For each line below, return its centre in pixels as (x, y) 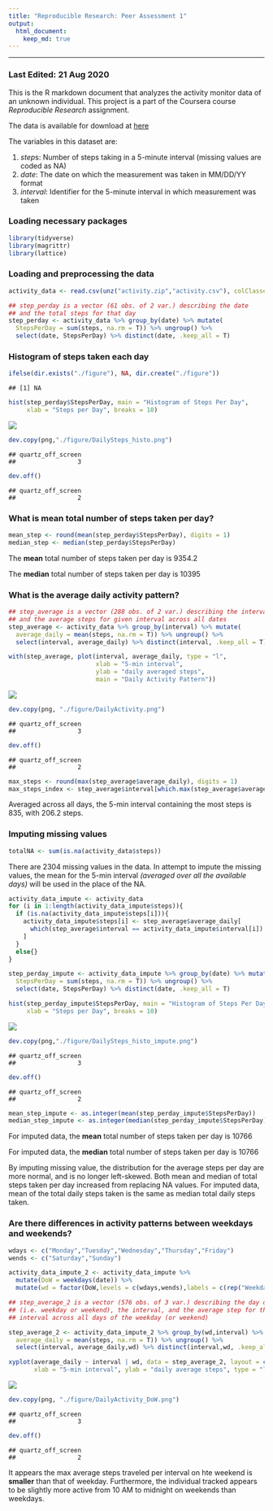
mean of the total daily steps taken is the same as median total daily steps (132, 1194)
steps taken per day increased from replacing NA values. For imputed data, (134, 1185)
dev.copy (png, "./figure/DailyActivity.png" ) (87, 709)
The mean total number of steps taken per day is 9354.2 (103, 558)
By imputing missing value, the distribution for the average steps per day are (136, 1168)
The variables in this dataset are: (63, 141)
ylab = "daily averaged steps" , (150, 672)
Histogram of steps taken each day (79, 356)
